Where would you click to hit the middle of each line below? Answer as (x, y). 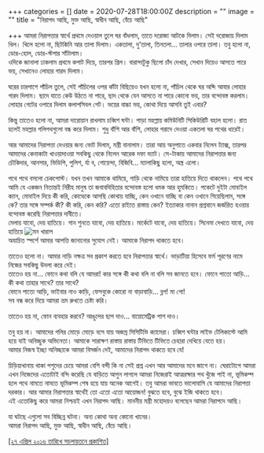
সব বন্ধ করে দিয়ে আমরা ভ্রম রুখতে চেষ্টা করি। (58, 300)
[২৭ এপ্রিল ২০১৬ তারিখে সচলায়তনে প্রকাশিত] (59, 441)
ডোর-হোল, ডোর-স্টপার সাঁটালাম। (46, 53)
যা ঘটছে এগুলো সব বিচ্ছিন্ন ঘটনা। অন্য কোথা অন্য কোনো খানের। (80, 416)
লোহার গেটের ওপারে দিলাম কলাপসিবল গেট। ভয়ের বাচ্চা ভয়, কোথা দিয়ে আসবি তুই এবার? (108, 104)
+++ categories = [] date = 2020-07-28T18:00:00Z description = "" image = (132, 11)
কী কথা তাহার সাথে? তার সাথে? (44, 282)
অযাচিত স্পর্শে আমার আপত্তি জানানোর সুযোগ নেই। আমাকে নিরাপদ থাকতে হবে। (97, 240)
